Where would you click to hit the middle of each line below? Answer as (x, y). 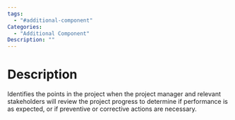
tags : (15, 14)
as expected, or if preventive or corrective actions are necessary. (102, 109)
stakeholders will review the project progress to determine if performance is (117, 102)
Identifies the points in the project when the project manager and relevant (114, 94)
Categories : (25, 27)
